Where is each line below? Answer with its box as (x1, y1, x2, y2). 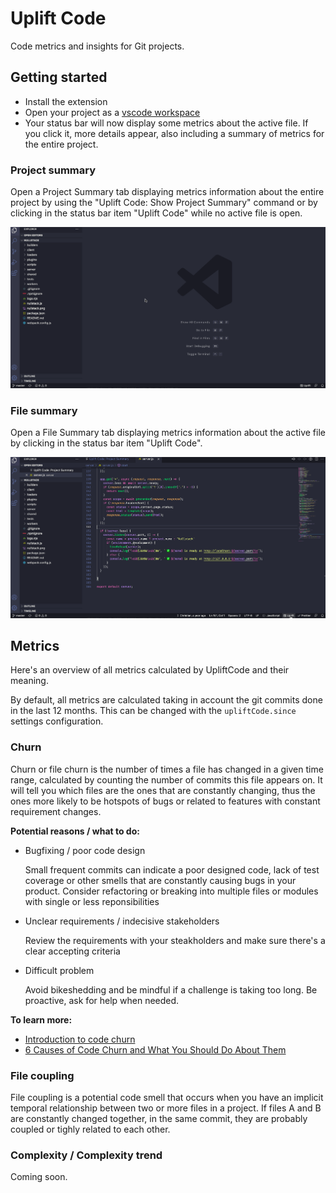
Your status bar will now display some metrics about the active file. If (24, 117, 309, 129)
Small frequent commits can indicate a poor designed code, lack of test (24, 863, 320, 876)
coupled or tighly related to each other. (10, 1123, 171, 1136)
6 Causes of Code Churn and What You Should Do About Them (24, 1043, 287, 1056)
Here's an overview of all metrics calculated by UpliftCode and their (10, 664, 290, 676)
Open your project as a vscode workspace (24, 106, 201, 118)
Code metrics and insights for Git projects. (10, 40, 185, 52)
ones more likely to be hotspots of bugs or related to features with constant (10, 795, 321, 807)
